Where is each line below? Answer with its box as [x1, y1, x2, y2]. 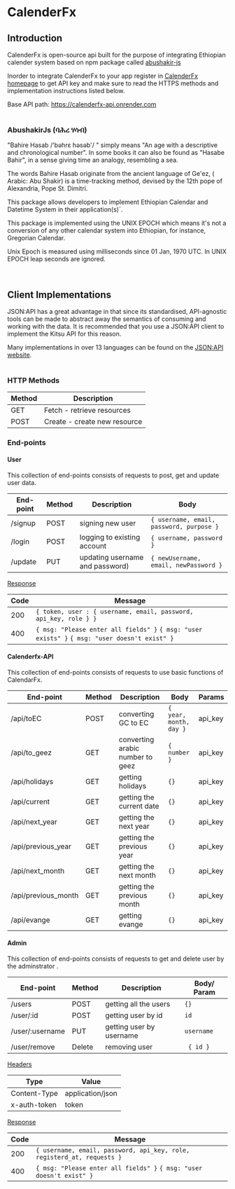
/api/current [10, 797, 50, 806]
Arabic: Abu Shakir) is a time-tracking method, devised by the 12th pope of [7, 177, 222, 186]
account [79, 541, 107, 551]
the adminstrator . [7, 961, 59, 970]
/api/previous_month [10, 891, 79, 900]
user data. [7, 478, 37, 487]
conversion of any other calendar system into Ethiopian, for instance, [7, 226, 206, 235]
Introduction [7, 32, 63, 44]
